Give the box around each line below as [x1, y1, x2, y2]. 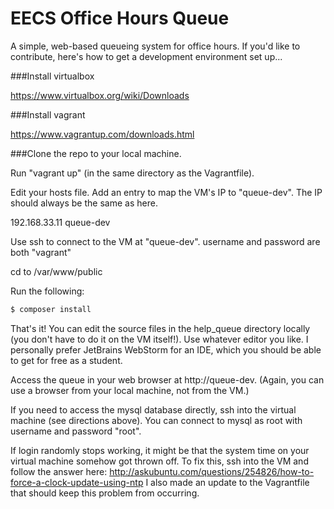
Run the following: [10, 285, 85, 297]
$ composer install [10, 304, 92, 314]
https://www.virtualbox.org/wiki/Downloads [10, 89, 190, 101]
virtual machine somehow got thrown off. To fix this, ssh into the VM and [10, 455, 309, 467]
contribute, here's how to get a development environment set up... [10, 50, 283, 62]
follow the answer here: [10, 465, 108, 477]
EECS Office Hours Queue [10, 7, 230, 30]
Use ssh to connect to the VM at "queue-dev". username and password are [10, 235, 321, 247]
